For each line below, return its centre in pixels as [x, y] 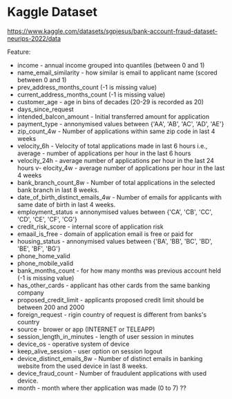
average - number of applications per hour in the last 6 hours [104, 153]
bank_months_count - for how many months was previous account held [119, 271]
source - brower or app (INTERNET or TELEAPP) [86, 329]
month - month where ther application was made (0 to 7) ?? [101, 388]
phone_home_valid [43, 255]
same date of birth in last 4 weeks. [66, 204]
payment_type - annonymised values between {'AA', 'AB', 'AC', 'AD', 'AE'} [120, 124]
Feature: [19, 52]
